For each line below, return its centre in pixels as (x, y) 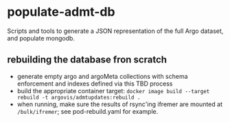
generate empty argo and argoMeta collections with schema (102, 76)
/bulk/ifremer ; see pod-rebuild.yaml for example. (88, 111)
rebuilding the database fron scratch (87, 60)
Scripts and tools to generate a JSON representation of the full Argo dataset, (115, 31)
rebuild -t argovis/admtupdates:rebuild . (79, 97)
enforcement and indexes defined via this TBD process (95, 84)
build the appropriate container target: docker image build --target (113, 90)
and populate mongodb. (41, 38)
